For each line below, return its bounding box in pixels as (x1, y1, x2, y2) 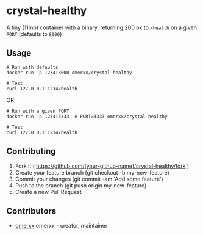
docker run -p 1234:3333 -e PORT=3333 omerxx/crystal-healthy (6, 114, 168, 120)
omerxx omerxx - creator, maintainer (15, 222, 108, 230)
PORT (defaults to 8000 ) (6, 30, 62, 37)
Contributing (6, 146, 56, 156)
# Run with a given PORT (6, 108, 69, 114)
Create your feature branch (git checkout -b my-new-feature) (15, 168, 169, 176)
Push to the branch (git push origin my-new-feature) (15, 181, 147, 189)
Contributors (6, 206, 57, 216)
